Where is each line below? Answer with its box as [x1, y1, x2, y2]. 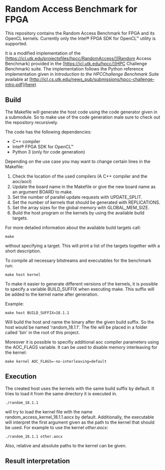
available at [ [5, 76, 31, 82]
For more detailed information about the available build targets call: [5, 224, 141, 230]
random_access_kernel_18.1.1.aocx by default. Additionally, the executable [5, 414, 154, 420]
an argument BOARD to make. [12, 188, 73, 195]
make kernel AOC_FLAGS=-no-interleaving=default [5, 359, 107, 364]
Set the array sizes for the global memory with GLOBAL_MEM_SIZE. [12, 204, 150, 210]
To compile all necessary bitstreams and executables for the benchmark [5, 257, 152, 263]
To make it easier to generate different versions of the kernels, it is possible [5, 281, 158, 286]
